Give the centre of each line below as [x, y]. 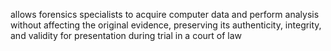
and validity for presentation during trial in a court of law [126, 35]
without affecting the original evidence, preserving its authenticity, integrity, [166, 25]
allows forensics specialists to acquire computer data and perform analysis [165, 14]
